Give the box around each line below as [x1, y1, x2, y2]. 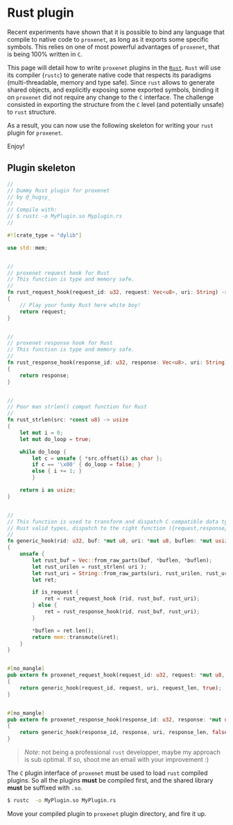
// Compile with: [7, 206, 58, 213]
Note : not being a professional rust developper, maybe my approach [24, 748, 221, 756]
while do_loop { [19, 448, 67, 456]
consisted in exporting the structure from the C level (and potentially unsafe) [7, 100, 224, 108]
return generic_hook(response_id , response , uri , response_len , [19, 729, 209, 736]
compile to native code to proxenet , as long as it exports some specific [7, 35, 209, 43]
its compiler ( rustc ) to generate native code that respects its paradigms [7, 71, 212, 79]
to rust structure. [7, 108, 57, 116]
